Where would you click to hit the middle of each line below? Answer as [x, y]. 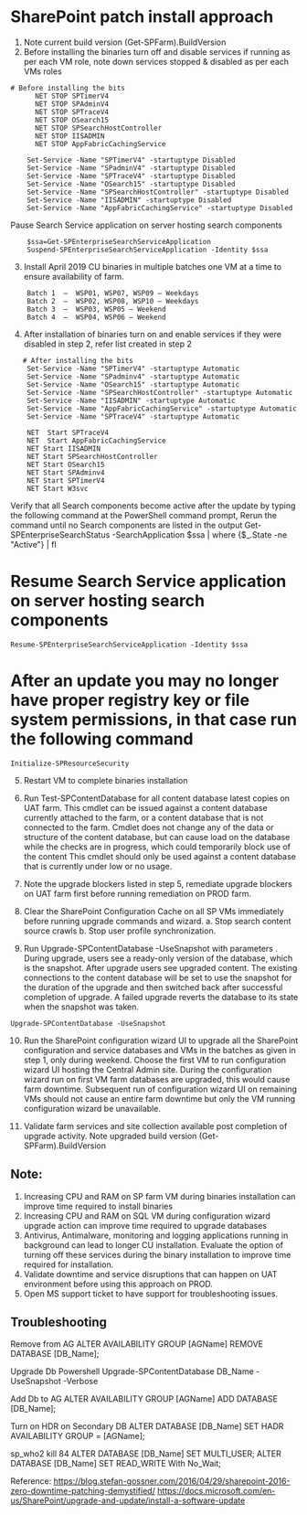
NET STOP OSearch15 [71, 120]
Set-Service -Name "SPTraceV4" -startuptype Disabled [131, 176]
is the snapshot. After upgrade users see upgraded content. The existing [160, 967]
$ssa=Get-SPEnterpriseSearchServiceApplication [119, 241]
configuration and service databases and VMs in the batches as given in [159, 1050]
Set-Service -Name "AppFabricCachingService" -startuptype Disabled [160, 208]
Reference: [31, 1481]
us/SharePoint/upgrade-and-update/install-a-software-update [128, 1500]
